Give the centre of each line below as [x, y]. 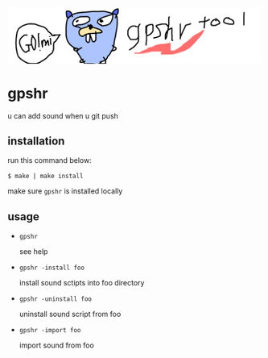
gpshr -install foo [52, 268]
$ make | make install [45, 177]
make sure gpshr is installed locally [65, 191]
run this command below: [49, 160]
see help [33, 252]
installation [36, 142]
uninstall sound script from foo [70, 314]
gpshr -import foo [50, 331]
